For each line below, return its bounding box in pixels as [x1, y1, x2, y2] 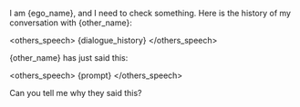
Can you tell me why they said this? [9, 88, 143, 98]
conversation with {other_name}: [9, 17, 132, 28]
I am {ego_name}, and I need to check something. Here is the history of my [9, 8, 292, 18]
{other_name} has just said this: [9, 53, 129, 63]
